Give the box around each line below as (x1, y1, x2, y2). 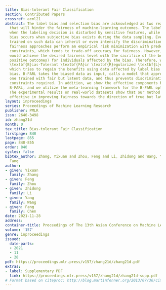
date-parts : (9, 241, 35, 246)
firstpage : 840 (5, 131, 37, 136)
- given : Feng (5, 177, 35, 182)
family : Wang (9, 200, 37, 205)
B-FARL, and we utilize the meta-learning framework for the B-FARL (9, 85, 154, 90)
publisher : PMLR (5, 108, 39, 113)
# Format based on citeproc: (5, 278, 65, 283)
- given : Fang (5, 204, 35, 210)
